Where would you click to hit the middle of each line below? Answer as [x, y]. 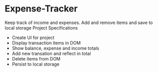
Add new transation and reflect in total [51, 53]
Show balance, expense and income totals [55, 48]
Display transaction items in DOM [46, 42]
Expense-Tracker [41, 9]
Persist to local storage [35, 64]
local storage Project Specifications [41, 27]
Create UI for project [33, 37]
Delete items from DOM [36, 58]
